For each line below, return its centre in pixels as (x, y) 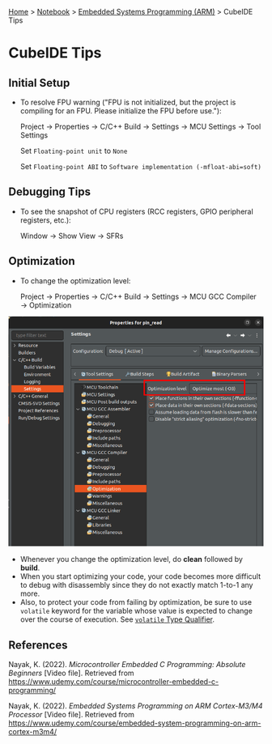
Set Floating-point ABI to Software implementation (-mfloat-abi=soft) (140, 166)
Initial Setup (39, 83)
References (38, 645)
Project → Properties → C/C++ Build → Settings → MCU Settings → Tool (140, 126)
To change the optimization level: (75, 281)
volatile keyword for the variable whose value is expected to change (136, 611)
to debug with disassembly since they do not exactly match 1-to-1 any (136, 585)
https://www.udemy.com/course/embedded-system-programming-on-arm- (135, 723)
